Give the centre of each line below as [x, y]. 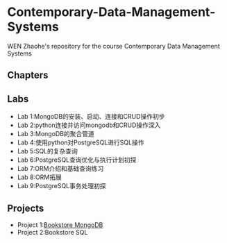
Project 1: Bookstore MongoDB [60, 225]
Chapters [28, 75]
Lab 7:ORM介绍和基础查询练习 [60, 169]
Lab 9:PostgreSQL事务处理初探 [61, 186]
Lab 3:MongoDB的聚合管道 [56, 134]
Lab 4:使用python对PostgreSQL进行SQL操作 [81, 142]
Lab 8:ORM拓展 [40, 177]
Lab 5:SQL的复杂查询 [48, 151]
